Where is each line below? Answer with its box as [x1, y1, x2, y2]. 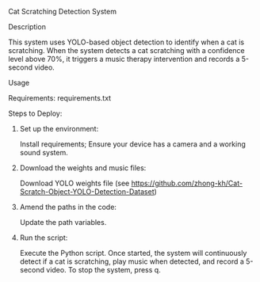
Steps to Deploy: [8, 109, 63, 118]
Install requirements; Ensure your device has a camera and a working [19, 139, 246, 149]
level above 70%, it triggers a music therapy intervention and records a [8, 55, 240, 63]
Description [8, 22, 46, 31]
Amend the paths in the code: [19, 202, 117, 211]
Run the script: [19, 233, 68, 242]
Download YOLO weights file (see [19, 178, 130, 188]
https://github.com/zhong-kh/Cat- [131, 178, 243, 188]
